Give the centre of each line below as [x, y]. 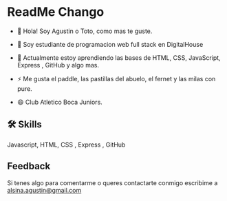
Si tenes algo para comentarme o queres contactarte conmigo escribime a [112, 182]
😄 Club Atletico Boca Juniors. [60, 102]
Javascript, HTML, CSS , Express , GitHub [66, 145]
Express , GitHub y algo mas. [58, 65]
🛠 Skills [25, 125]
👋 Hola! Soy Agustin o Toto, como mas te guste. [85, 31]
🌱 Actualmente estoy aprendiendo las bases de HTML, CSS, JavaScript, [119, 57]
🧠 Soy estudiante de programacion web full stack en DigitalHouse [110, 44]
